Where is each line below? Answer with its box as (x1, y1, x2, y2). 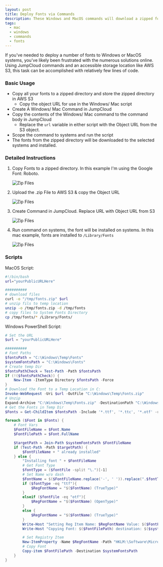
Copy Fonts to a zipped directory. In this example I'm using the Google (12, 166, 153, 172)
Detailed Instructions (5, 154, 56, 161)
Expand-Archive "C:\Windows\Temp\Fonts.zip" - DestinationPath (5, 400, 133, 405)
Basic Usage (5, 80, 35, 86)
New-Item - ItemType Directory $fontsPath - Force (14, 378, 114, 383)
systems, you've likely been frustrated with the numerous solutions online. (5, 57, 154, 63)
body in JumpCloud (12, 117, 52, 122)
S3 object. (19, 127, 40, 133)
